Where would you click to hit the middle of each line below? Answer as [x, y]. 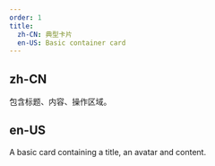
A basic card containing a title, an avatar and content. [108, 152]
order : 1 [26, 17]
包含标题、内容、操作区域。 [60, 102]
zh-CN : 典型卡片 [45, 34]
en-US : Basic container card [72, 43]
